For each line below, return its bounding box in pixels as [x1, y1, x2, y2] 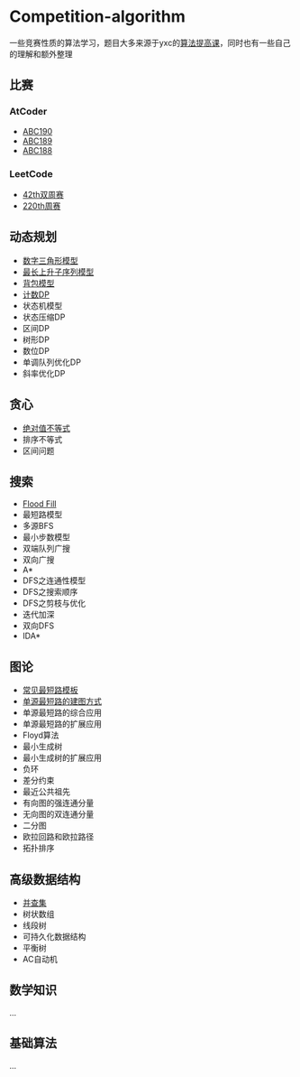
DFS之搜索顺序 [22, 587, 78, 598]
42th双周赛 [22, 189, 65, 200]
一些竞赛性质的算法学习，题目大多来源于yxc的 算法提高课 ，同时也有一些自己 [9, 37, 291, 48]
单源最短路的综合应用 [22, 707, 102, 719]
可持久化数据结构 [22, 931, 86, 942]
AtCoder [9, 106, 48, 118]
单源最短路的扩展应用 [22, 719, 102, 729]
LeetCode [9, 167, 53, 180]
